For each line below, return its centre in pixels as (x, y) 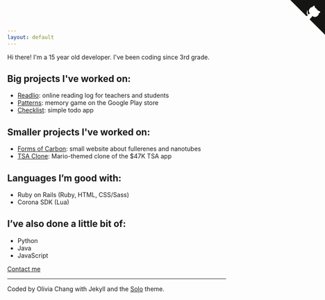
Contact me (24, 269)
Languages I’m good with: (64, 178)
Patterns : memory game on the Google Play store (88, 103)
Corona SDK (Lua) (43, 202)
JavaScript (33, 255)
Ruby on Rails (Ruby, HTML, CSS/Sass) (73, 195)
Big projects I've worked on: (69, 79)
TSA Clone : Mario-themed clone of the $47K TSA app (94, 156)
